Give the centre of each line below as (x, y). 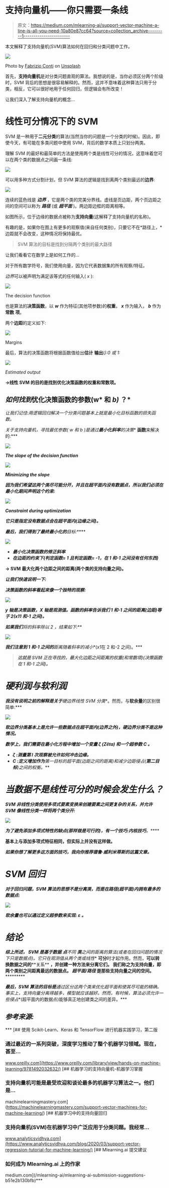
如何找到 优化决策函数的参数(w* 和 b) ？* (68, 400)
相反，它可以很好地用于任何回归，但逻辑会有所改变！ (69, 89)
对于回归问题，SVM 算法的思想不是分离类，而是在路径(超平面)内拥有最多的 (83, 889)
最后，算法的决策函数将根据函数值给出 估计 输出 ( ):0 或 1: (63, 353)
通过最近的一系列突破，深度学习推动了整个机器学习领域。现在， (82, 1044)
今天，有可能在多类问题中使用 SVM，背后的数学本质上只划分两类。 (79, 142)
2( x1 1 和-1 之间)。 (29, 616)
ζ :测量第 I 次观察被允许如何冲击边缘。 (52, 755)
